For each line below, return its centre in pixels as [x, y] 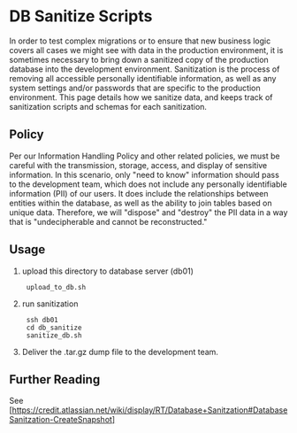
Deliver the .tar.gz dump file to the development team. [120, 352]
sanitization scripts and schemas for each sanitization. [108, 106]
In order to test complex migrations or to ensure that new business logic [140, 41]
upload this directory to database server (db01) [108, 271]
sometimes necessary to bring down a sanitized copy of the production [139, 59]
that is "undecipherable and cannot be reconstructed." [108, 221]
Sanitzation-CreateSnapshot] [62, 420]
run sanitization [50, 304]
